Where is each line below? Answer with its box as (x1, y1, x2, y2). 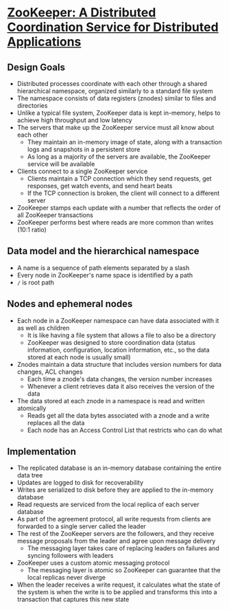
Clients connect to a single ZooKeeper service (16, 167, 148, 175)
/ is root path (16, 278, 55, 286)
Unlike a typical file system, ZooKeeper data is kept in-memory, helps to (16, 109, 221, 117)
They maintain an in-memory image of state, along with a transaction (27, 138, 222, 146)
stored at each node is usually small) (27, 352, 132, 361)
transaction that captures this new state (16, 596, 130, 604)
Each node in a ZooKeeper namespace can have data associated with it (16, 316, 219, 324)
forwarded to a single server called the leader (16, 522, 146, 530)
